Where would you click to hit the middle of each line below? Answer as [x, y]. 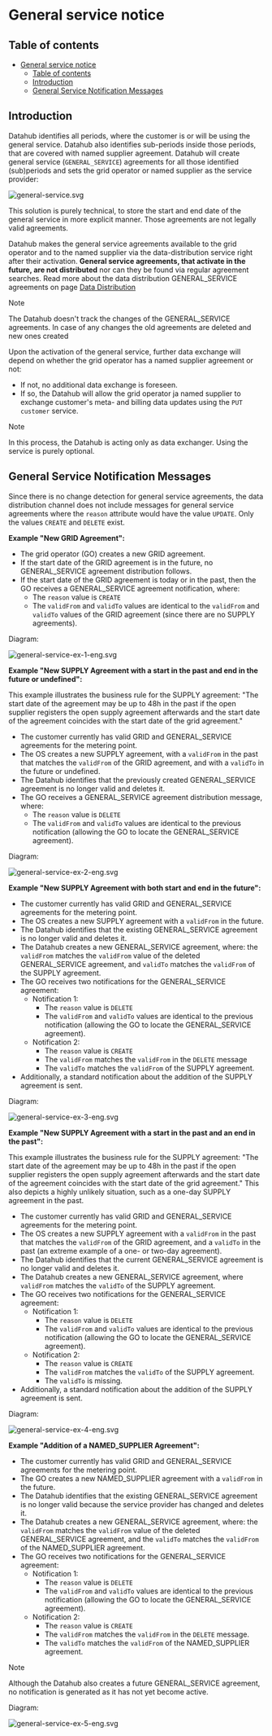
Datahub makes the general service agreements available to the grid [123, 244]
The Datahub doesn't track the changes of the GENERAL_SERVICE [119, 319]
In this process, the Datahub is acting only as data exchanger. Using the [129, 442]
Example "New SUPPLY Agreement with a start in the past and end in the [133, 670]
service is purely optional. [52, 450]
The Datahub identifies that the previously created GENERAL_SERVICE [138, 780]
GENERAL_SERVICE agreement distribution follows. [106, 571]
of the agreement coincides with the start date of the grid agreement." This [134, 1183]
